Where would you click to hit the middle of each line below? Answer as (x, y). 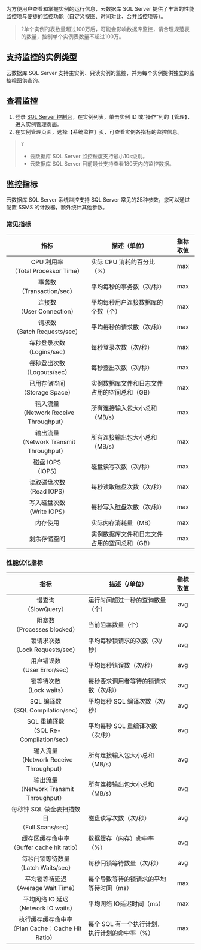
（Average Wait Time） (46, 888)
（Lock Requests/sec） (46, 650)
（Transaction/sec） (47, 291)
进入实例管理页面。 (39, 124)
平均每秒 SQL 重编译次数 (123, 726)
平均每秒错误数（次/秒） (122, 666)
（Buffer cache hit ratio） (46, 847)
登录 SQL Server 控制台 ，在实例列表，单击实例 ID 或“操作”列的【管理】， (103, 116)
